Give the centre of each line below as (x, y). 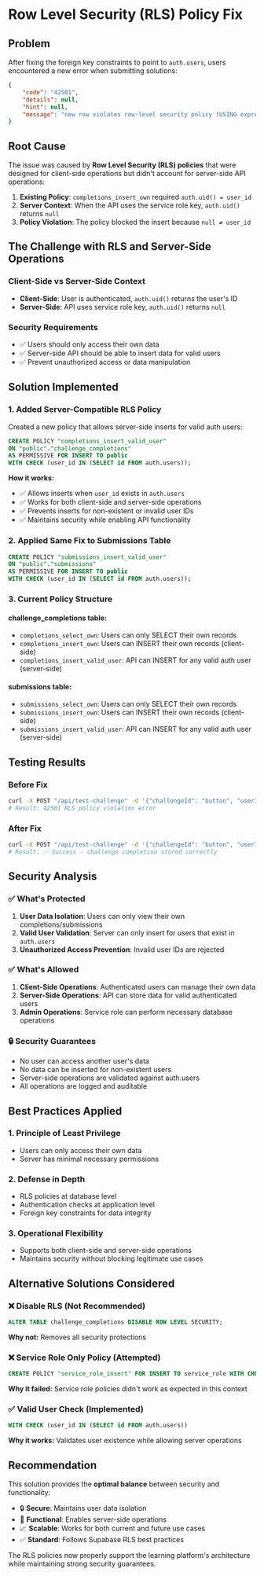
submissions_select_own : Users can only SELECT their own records (128, 704)
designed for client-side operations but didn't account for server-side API (127, 174)
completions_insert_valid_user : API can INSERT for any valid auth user (135, 660)
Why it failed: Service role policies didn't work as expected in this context (128, 1389)
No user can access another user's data (84, 1061)
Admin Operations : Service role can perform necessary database (126, 1012)
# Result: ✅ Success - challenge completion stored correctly (113, 852)
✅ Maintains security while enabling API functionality (105, 520)
